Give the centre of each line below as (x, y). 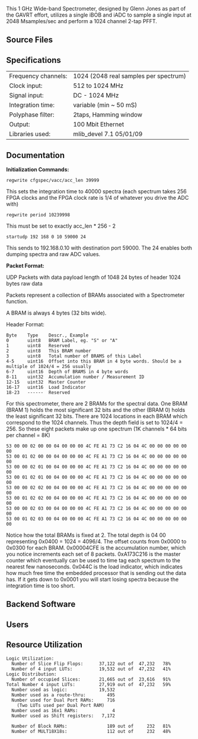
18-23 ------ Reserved (38, 393)
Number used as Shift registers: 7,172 (63, 716)
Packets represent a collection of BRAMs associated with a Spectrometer (95, 295)
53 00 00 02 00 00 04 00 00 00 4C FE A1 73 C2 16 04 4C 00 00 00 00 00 (96, 446)
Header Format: (25, 325)
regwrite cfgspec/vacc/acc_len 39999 (53, 181)
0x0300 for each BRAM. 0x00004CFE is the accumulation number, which (96, 548)
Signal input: (26, 96)
